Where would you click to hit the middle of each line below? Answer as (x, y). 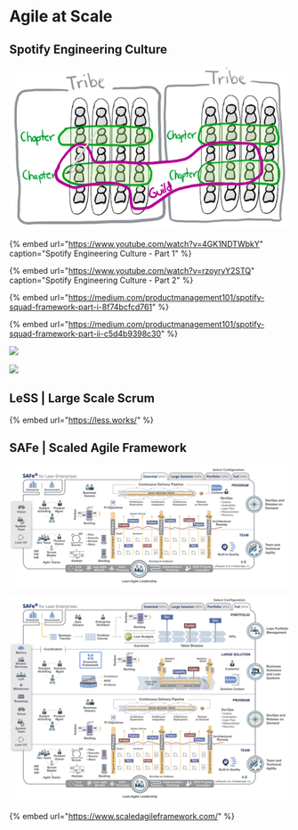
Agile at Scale (61, 16)
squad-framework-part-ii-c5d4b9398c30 (85, 333)
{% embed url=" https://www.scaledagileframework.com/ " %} (122, 816)
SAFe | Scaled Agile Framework (98, 448)
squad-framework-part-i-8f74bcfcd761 (81, 307)
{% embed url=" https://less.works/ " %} (81, 420)
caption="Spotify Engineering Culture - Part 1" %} (101, 253)
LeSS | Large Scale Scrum (82, 399)
